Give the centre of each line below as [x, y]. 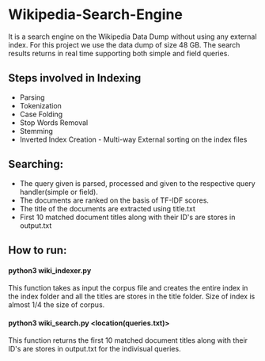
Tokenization [40, 105]
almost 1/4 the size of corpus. [57, 305]
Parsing [32, 97]
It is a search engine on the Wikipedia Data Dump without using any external [132, 36]
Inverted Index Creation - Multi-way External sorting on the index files [133, 139]
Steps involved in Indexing [75, 78]
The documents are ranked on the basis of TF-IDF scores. [114, 200]
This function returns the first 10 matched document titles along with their [128, 340]
